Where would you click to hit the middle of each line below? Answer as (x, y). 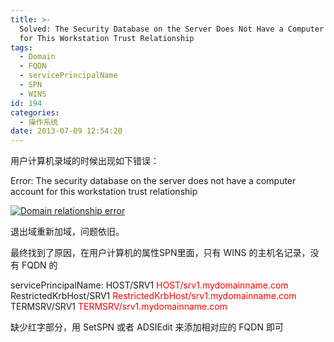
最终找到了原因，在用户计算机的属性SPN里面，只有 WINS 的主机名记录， (160, 253)
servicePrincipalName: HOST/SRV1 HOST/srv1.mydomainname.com (149, 285)
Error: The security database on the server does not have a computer (153, 181)
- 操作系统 (39, 122)
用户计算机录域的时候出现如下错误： (85, 161)
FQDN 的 (39, 265)
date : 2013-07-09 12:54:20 (66, 131)
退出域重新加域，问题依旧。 (67, 232)
